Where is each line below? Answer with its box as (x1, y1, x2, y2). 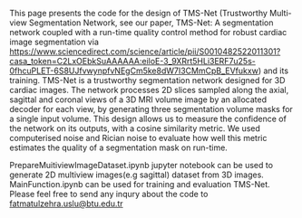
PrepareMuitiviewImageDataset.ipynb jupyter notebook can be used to (9, 160, 274, 170)
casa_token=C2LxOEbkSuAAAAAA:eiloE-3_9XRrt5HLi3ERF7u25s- (9, 56, 256, 66)
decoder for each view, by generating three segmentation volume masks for (9, 104, 293, 114)
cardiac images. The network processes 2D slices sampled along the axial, (9, 85, 289, 95)
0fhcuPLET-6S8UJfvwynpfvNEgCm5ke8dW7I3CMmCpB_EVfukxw (9, 65, 258, 76)
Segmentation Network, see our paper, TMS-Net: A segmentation (28, 17, 274, 28)
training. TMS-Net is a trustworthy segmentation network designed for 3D (9, 75, 286, 85)
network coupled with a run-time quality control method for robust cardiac (9, 27, 287, 37)
